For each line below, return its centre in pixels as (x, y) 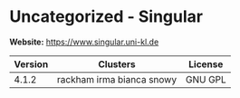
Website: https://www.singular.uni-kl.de (84, 42)
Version (31, 64)
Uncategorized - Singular (106, 17)
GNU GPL (206, 79)
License (206, 64)
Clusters (117, 64)
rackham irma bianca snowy (117, 79)
